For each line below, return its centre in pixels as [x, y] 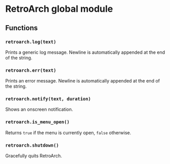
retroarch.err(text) [31, 70]
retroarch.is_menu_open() [38, 122]
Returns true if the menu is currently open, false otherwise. [68, 132]
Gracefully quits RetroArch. [34, 156]
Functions [22, 28]
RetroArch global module [59, 9]
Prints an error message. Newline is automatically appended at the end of [82, 81]
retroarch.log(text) [31, 42]
